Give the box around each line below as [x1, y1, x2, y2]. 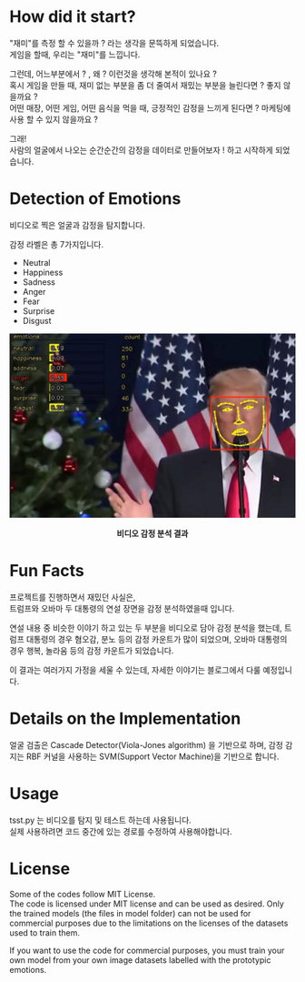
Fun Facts [9, 561, 84, 581]
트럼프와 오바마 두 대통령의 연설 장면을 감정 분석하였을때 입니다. [9, 602, 235, 613]
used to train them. [9, 926, 80, 938]
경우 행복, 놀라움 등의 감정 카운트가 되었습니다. [9, 644, 174, 656]
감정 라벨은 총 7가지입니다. [9, 238, 104, 249]
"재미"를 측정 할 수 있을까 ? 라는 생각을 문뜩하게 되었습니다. [9, 37, 220, 48]
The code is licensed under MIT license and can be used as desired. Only [9, 898, 284, 909]
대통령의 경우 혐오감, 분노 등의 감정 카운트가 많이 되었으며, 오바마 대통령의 [25, 633, 288, 644]
